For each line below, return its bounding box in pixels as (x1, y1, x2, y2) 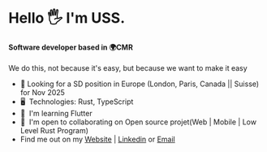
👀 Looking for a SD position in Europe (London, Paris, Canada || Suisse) (19, 79, 260, 89)
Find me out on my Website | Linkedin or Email (19, 134, 176, 145)
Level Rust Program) (19, 126, 89, 136)
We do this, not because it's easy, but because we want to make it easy (8, 63, 248, 73)
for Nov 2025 (19, 88, 65, 98)
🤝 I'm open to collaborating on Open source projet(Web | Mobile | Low (19, 117, 257, 127)
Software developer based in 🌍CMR (8, 42, 134, 52)
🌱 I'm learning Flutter (19, 109, 93, 119)
